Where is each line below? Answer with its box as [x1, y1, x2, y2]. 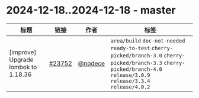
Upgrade [9, 55, 34, 64]
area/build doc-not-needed [110, 37, 185, 44]
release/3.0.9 [110, 71, 150, 79]
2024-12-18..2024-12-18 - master [6, 4, 176, 17]
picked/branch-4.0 [110, 66, 163, 73]
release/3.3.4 [110, 77, 150, 84]
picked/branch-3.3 [110, 60, 163, 66]
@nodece [78, 59, 105, 67]
